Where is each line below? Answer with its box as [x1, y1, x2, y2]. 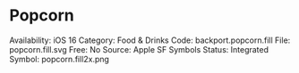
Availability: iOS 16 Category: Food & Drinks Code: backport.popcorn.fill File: [9, 35, 291, 45]
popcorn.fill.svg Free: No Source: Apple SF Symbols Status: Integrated [9, 44, 269, 54]
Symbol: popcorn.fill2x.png [9, 53, 110, 64]
